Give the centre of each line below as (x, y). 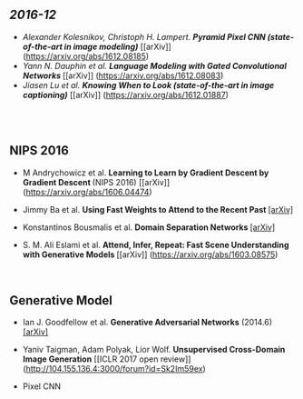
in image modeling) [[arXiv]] (118, 46)
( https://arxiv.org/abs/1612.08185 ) (86, 56)
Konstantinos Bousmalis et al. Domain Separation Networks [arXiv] (149, 227)
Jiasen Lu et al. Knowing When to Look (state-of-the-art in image (148, 85)
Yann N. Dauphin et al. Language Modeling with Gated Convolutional (155, 65)
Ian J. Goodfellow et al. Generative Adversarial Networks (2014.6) (147, 323)
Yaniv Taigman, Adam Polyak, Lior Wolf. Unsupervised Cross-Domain (154, 350)
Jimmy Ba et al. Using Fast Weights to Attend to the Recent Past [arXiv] (158, 209)
